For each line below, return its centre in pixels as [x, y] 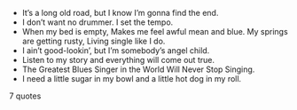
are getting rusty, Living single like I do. [94, 41]
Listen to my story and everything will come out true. [118, 60]
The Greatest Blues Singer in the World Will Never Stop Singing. [138, 69]
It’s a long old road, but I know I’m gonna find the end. [120, 13]
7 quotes [25, 96]
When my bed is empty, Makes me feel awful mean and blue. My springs [155, 31]
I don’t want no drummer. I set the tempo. [98, 22]
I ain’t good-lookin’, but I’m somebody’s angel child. [116, 51]
